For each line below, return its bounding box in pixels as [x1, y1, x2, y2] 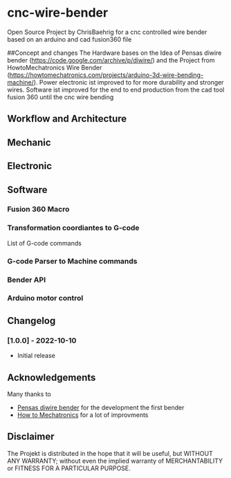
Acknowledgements [7, 371, 96, 383]
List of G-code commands [7, 239, 82, 247]
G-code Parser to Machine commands [7, 256, 138, 266]
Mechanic [7, 137, 51, 148]
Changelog [7, 314, 56, 327]
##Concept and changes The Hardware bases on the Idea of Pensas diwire [7, 49, 222, 57]
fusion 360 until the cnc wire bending [7, 92, 114, 101]
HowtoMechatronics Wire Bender [7, 63, 102, 71]
